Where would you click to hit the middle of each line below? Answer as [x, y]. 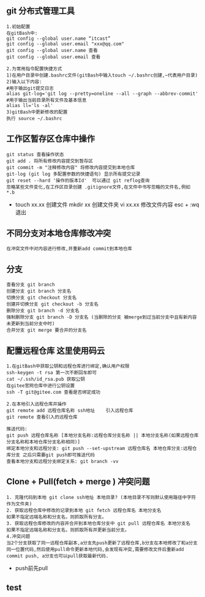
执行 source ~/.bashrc [34, 118]
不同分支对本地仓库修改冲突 [59, 234]
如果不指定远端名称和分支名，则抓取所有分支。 [57, 517]
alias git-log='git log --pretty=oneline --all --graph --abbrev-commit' [102, 94]
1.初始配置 [18, 26]
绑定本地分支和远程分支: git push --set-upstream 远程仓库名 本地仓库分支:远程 [99, 449]
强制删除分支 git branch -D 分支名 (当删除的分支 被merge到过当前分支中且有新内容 [102, 317]
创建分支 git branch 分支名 [39, 291]
